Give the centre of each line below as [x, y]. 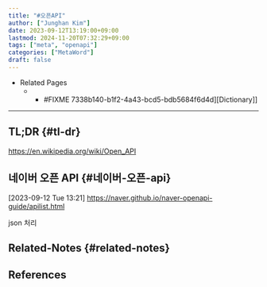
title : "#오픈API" [37, 16]
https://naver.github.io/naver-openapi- [150, 198]
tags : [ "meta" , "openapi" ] [53, 45]
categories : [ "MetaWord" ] [51, 52]
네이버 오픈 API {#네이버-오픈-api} [90, 178]
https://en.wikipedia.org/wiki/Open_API [72, 151]
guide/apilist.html [37, 206]
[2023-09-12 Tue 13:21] [47, 198]
